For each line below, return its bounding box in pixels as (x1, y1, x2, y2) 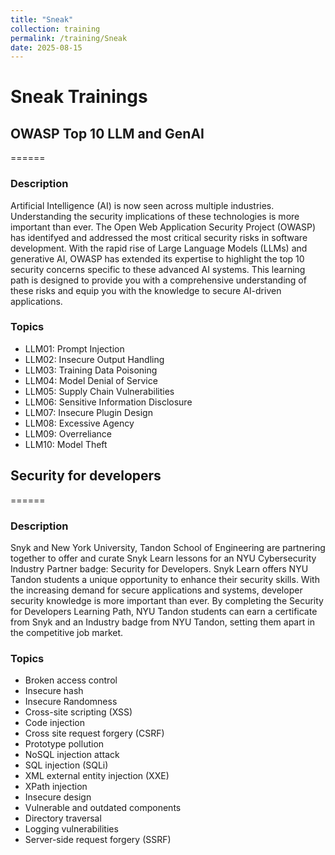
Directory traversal (24, 812, 102, 825)
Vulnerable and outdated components (24, 802, 182, 814)
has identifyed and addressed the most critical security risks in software (10, 231, 308, 243)
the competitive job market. (10, 626, 124, 638)
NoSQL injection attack (24, 749, 120, 761)
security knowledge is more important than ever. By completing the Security (10, 594, 324, 606)
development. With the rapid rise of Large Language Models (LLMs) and (10, 242, 308, 254)
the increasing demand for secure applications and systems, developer (10, 584, 303, 596)
